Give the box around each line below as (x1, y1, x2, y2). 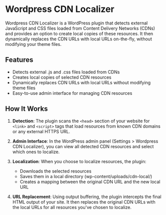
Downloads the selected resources (19, 168, 92, 174)
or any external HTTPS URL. (12, 128, 71, 134)
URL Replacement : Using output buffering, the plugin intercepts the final (12, 194, 162, 200)
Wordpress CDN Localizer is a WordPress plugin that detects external (5, 20, 148, 26)
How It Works (5, 105, 48, 113)
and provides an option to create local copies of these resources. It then (5, 30, 154, 36)
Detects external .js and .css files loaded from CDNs (12, 69, 120, 75)
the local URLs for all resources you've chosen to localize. (12, 204, 132, 210)
